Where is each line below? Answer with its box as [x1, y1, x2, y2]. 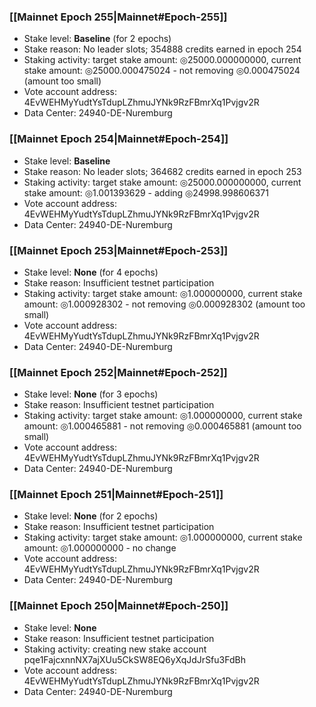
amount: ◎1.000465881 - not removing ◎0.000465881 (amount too [23, 420, 302, 432]
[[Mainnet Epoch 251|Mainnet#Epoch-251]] [9, 488, 224, 502]
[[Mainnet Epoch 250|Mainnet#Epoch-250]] [9, 599, 229, 613]
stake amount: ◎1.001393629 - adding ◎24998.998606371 [23, 186, 269, 199]
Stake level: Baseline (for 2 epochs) [23, 33, 172, 45]
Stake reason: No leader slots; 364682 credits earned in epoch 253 [23, 165, 302, 177]
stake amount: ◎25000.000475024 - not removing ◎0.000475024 [23, 65, 301, 77]
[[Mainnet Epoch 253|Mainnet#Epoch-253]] [9, 243, 229, 257]
